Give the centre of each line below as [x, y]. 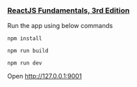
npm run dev [25, 63]
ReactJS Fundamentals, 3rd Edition [68, 11]
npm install [25, 39]
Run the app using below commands [60, 26]
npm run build [28, 51]
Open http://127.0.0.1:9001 [45, 76]
